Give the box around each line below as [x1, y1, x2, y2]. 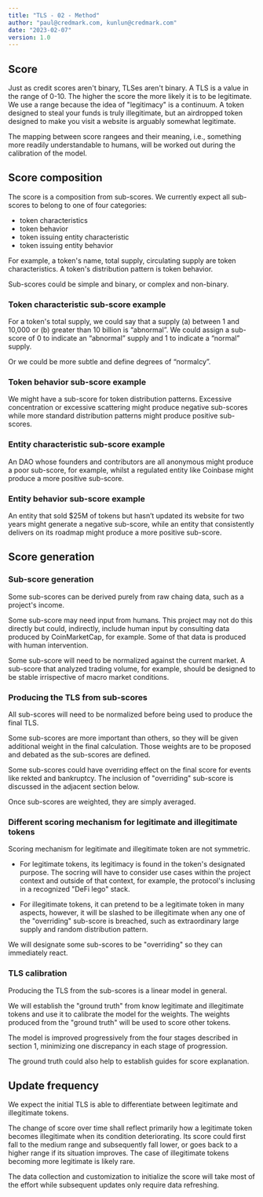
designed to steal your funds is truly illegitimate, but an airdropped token [8, 108, 243, 118]
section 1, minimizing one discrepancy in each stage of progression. [8, 1041, 228, 1050]
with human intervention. [8, 640, 89, 650]
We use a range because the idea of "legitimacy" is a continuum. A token [8, 100, 245, 110]
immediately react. [8, 948, 68, 958]
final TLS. [8, 718, 39, 728]
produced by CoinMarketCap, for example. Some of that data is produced [8, 632, 247, 641]
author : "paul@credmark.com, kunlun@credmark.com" [8, 19, 177, 27]
